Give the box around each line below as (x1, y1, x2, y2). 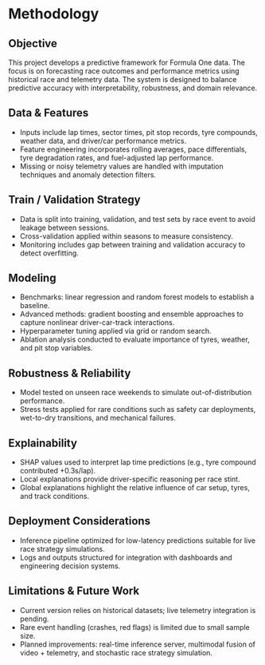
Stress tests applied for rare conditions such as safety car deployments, (19, 405, 256, 414)
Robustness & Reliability (8, 366, 131, 380)
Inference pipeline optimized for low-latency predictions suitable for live (19, 536, 256, 545)
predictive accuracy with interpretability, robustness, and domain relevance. (8, 83, 258, 93)
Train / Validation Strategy (8, 193, 141, 207)
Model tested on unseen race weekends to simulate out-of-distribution (19, 388, 252, 398)
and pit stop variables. (19, 343, 93, 353)
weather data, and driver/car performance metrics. (19, 136, 187, 145)
